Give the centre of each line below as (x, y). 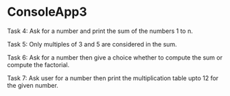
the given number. (33, 85)
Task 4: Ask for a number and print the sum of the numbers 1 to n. (100, 31)
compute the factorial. (38, 64)
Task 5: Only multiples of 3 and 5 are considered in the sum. (92, 44)
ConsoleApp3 (47, 12)
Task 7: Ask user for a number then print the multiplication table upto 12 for (113, 78)
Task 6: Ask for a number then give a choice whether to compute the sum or (115, 57)
